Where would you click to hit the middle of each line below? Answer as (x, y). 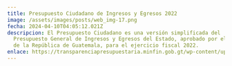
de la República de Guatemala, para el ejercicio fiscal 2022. (106, 45)
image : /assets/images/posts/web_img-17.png (72, 20)
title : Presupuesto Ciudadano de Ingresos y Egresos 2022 (92, 13)
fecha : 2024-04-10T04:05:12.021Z (55, 26)
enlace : (18, 52)
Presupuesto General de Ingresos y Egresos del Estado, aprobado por (115, 39)
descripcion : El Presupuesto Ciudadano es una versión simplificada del (114, 33)
